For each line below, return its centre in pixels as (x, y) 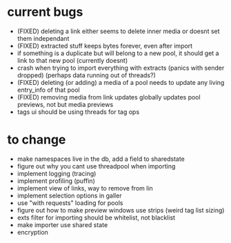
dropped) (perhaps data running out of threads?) (87, 75)
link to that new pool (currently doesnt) (72, 60)
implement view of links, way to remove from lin (85, 188)
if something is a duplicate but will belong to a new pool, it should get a (118, 53)
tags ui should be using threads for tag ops (78, 112)
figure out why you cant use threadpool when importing (96, 166)
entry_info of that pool (49, 90)
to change (37, 140)
